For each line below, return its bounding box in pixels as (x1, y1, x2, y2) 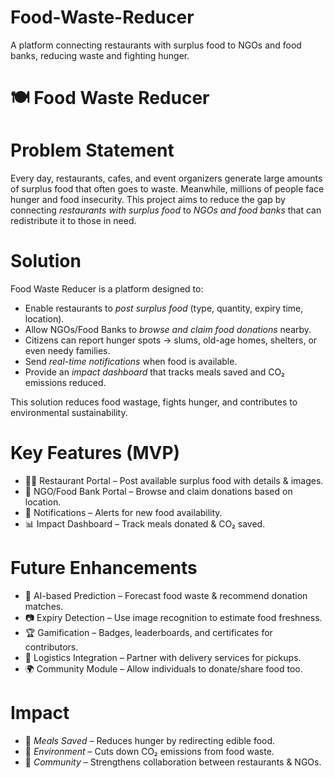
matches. (24, 600, 64, 612)
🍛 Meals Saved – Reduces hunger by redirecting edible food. (24, 734, 276, 746)
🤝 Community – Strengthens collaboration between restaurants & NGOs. (24, 756, 322, 768)
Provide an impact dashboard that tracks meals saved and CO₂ (24, 366, 285, 378)
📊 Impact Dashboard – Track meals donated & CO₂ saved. (24, 517, 266, 530)
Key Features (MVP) (10, 442, 181, 465)
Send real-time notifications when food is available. (24, 356, 238, 367)
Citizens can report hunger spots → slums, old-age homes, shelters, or (24, 334, 318, 346)
